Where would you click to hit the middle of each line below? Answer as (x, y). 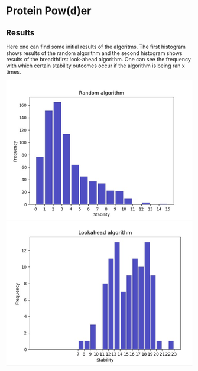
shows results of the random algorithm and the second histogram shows (94, 53)
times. (14, 72)
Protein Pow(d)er (49, 11)
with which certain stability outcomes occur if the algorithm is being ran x (95, 66)
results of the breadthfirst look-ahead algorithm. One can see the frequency (98, 59)
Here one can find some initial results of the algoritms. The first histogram (96, 47)
